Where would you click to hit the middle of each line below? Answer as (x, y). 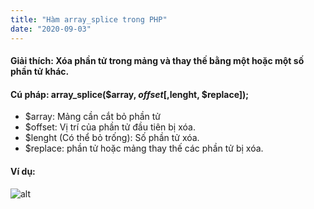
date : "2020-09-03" (51, 29)
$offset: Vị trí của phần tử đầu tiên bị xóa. (110, 127)
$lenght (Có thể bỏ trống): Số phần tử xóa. (112, 138)
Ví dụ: (23, 171)
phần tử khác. (40, 72)
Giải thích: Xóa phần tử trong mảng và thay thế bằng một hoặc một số (157, 61)
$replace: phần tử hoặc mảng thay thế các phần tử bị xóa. (144, 148)
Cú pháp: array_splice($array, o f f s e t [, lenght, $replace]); (130, 94)
